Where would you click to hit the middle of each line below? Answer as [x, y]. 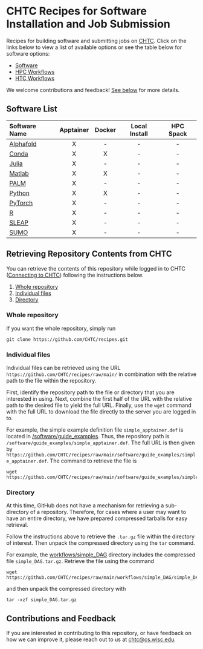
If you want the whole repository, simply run [61, 328]
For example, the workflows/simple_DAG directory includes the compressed [101, 555]
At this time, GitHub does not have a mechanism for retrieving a [85, 506]
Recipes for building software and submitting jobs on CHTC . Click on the [96, 41]
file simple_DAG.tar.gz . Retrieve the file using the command [80, 561]
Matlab [19, 173]
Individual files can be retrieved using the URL [63, 368]
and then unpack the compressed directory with [66, 589]
